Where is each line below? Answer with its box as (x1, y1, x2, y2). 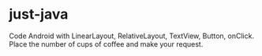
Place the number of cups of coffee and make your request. (9, 39, 204, 48)
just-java (9, 5, 69, 23)
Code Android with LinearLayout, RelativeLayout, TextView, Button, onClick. (9, 31, 255, 40)
